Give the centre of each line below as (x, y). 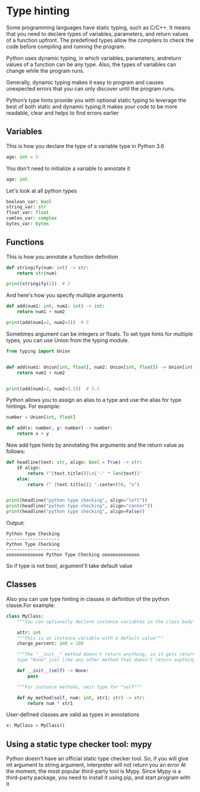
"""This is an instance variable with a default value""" (90, 638)
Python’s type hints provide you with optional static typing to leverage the (96, 100)
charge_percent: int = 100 (50, 643)
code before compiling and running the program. (66, 47)
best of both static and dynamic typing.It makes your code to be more (92, 106)
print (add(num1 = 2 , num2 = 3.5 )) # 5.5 (53, 389)
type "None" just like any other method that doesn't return (94, 660)
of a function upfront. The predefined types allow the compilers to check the (100, 40)
